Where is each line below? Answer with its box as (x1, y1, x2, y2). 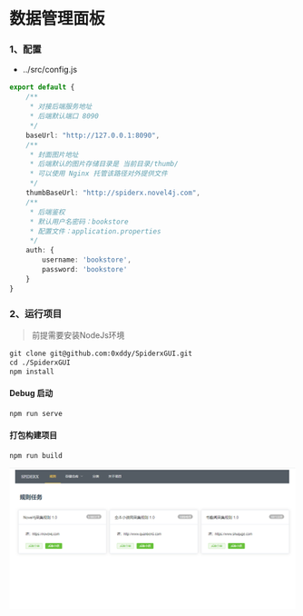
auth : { (25, 246, 54, 255)
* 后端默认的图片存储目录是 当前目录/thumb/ (29, 160, 179, 169)
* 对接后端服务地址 (29, 102, 93, 112)
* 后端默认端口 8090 (29, 112, 100, 121)
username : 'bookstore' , (42, 255, 132, 264)
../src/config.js (22, 65, 78, 75)
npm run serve (9, 410, 64, 419)
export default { (9, 83, 75, 92)
